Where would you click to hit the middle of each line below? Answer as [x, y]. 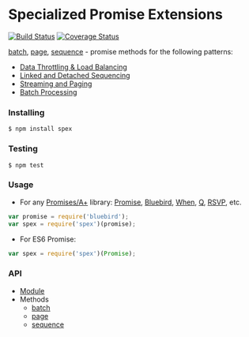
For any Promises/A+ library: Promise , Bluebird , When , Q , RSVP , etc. [131, 202]
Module [32, 290]
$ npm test [26, 165]
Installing [26, 112]
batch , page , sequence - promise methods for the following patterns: [121, 51]
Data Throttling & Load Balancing [74, 67]
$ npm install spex [40, 129]
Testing [23, 149]
